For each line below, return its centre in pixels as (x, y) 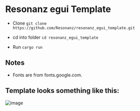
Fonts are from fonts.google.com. (47, 75)
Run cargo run (28, 47)
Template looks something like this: (62, 91)
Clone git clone (30, 23)
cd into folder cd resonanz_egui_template (55, 37)
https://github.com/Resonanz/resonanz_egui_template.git (74, 28)
